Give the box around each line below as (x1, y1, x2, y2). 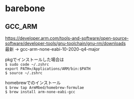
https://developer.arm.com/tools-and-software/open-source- (5, 35, 129, 41)
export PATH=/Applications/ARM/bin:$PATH (5, 66, 91, 71)
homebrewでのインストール (5, 80, 61, 85)
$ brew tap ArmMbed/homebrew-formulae (5, 85, 84, 90)
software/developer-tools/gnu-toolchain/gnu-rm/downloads (5, 40, 126, 46)
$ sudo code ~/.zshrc (5, 62, 49, 67)
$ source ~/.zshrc (5, 71, 43, 76)
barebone (5, 3, 45, 14)
